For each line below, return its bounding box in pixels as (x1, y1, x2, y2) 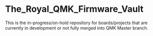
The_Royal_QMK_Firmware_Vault (5, 3, 144, 15)
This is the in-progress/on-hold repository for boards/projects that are (5, 20, 148, 26)
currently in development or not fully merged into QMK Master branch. (5, 25, 149, 31)
